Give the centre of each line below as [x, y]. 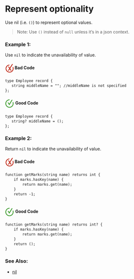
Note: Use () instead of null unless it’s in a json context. [73, 32]
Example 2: [18, 138]
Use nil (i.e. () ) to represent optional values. [49, 22]
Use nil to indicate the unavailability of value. [51, 55]
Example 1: [18, 44]
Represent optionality [49, 9]
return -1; [25, 194]
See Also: [16, 261]
